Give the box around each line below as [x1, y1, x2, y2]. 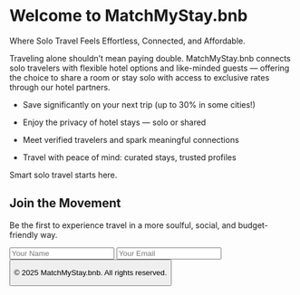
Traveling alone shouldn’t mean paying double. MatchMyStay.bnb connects [9, 52, 292, 63]
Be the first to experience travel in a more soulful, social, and [9, 219, 237, 231]
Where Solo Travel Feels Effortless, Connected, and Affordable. [9, 35, 247, 46]
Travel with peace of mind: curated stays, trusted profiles [22, 151, 237, 163]
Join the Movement [9, 195, 121, 211]
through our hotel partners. [9, 81, 111, 92]
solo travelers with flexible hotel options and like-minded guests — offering [9, 62, 290, 73]
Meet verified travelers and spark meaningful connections [22, 134, 240, 145]
